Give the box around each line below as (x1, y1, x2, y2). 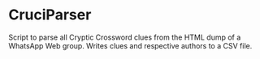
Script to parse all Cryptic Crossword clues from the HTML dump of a (8, 32, 241, 42)
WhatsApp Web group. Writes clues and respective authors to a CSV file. (8, 40, 253, 50)
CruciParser (8, 6, 92, 24)
